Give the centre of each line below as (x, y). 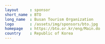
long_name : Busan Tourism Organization (49, 19)
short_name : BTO (23, 15)
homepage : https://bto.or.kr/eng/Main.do (52, 29)
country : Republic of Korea (39, 33)
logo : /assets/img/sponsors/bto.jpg (51, 24)
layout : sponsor (28, 10)
